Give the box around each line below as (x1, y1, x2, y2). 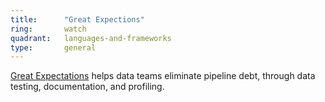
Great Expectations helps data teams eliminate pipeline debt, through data (10, 70, 316, 82)
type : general (10, 42, 97, 53)
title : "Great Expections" (10, 14, 145, 25)
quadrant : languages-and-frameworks (10, 33, 172, 43)
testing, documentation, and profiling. (10, 81, 165, 93)
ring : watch (10, 24, 87, 34)
